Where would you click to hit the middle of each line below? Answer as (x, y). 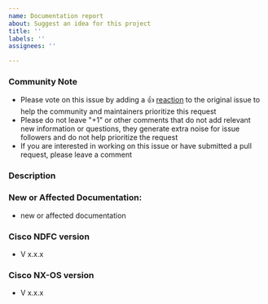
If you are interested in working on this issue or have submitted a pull (136, 146)
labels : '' (27, 39)
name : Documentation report (56, 16)
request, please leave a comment (76, 154)
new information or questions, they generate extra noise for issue (130, 129)
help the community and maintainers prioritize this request (118, 111)
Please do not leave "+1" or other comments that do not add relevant (135, 120)
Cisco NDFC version (49, 237)
